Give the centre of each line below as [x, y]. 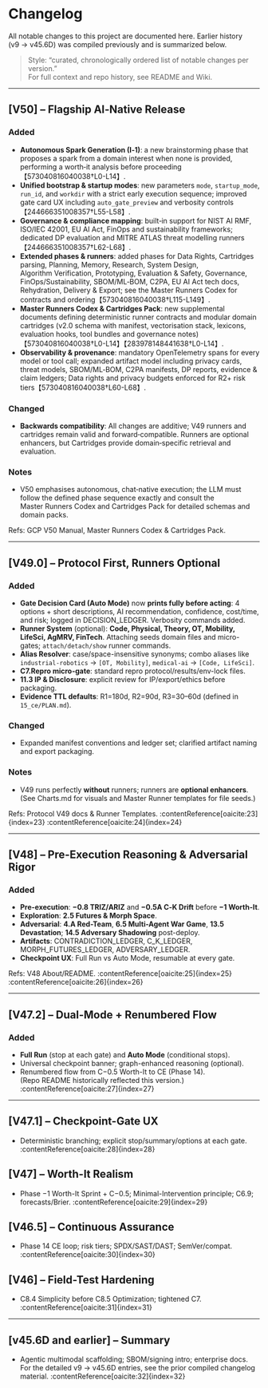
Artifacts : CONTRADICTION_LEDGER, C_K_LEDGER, [106, 941]
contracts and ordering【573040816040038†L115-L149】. [115, 299]
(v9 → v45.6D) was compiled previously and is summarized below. [118, 44]
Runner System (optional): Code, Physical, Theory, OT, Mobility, [127, 629]
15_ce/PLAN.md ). [45, 704]
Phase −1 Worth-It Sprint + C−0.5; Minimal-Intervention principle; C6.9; [136, 1193]
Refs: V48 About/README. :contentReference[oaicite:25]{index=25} [120, 974]
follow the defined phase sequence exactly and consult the [117, 498]
